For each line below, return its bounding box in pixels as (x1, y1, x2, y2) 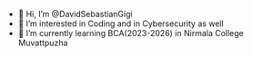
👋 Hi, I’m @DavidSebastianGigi (17, 9, 134, 19)
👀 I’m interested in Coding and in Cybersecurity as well (17, 18, 225, 29)
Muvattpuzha (17, 37, 68, 48)
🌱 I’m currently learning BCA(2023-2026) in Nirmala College (17, 28, 244, 38)
